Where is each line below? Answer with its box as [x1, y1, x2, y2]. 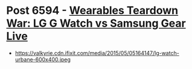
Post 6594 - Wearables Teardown [6, 4, 179, 18]
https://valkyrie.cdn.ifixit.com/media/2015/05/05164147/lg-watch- [14, 49, 179, 56]
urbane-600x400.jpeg [14, 56, 71, 63]
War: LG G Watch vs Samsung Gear [6, 16, 186, 30]
